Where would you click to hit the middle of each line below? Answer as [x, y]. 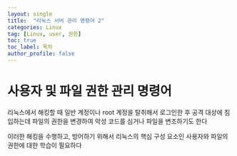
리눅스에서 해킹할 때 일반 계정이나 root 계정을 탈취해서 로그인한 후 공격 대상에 [115, 112]
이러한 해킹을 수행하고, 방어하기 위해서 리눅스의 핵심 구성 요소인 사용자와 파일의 [118, 136]
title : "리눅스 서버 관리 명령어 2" [56, 21]
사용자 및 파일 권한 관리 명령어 [90, 92]
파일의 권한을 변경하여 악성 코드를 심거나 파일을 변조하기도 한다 [120, 121]
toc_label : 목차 [30, 47]
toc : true [22, 41]
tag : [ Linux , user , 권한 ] [45, 34]
